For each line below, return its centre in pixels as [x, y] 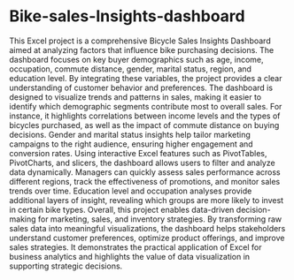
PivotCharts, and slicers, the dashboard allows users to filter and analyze [143, 163]
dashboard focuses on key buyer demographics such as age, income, [136, 59]
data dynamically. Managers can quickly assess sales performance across [145, 172]
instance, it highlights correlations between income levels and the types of [145, 116]
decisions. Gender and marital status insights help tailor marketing [130, 134]
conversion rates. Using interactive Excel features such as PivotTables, [138, 153]
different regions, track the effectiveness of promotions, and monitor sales [145, 181]
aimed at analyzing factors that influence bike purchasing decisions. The [142, 49]
